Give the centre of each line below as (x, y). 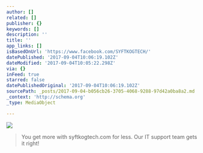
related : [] (21, 18)
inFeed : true (23, 74)
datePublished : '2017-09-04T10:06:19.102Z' (62, 57)
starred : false (26, 80)
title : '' (19, 40)
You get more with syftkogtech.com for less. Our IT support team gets (109, 137)
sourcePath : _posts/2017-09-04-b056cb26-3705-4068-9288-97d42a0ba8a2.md (101, 91)
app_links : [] (24, 46)
